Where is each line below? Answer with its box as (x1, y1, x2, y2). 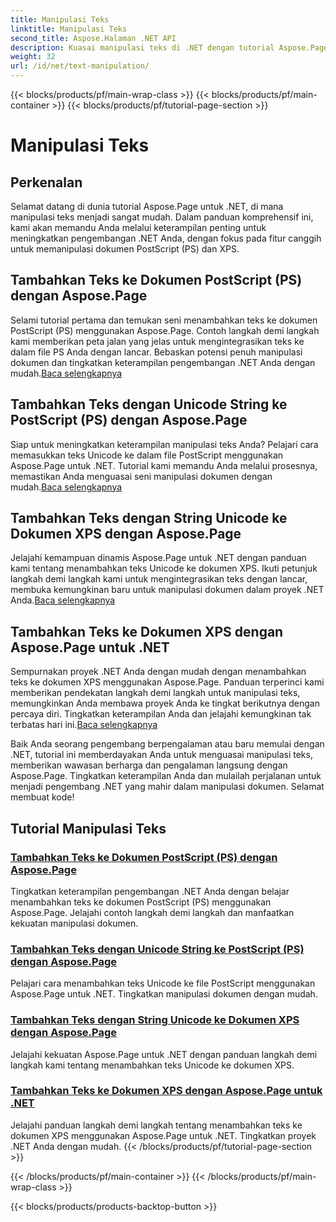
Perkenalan (10, 174, 83, 191)
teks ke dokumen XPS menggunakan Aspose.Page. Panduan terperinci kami (10, 676, 325, 688)
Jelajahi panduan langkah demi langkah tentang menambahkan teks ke (10, 1119, 303, 1131)
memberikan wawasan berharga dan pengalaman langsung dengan (10, 759, 288, 771)
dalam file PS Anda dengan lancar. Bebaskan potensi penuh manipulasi (10, 346, 303, 358)
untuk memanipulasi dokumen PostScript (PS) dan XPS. (10, 243, 240, 255)
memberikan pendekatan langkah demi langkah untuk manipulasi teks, (10, 687, 301, 699)
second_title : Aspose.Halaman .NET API (10, 33, 177, 43)
